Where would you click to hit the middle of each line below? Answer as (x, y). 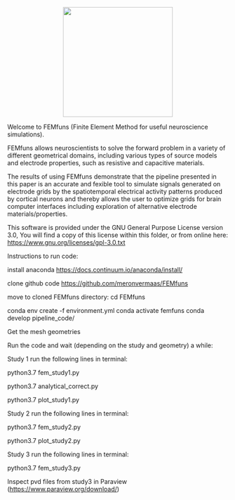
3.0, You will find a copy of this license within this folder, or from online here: (117, 235)
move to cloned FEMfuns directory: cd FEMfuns (76, 297)
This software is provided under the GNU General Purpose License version (115, 227)
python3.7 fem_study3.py (44, 468)
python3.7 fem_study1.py (43, 372)
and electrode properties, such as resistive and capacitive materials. (106, 163)
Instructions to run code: (43, 256)
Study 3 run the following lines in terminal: (68, 454)
